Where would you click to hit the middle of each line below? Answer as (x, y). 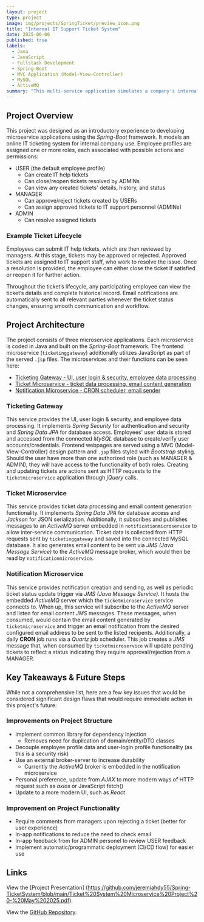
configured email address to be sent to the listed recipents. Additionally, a (98, 632)
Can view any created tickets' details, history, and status (95, 187)
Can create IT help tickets (56, 175)
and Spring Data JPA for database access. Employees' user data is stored (99, 432)
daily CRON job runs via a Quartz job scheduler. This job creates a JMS (96, 639)
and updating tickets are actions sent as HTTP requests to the (83, 471)
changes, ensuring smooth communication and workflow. (78, 306)
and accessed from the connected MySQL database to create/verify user (98, 439)
